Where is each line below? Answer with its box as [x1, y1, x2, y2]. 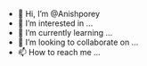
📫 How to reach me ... [17, 47, 101, 57]
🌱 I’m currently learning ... [17, 28, 113, 37]
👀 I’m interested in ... [17, 18, 94, 29]
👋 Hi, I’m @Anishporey [17, 9, 101, 19]
